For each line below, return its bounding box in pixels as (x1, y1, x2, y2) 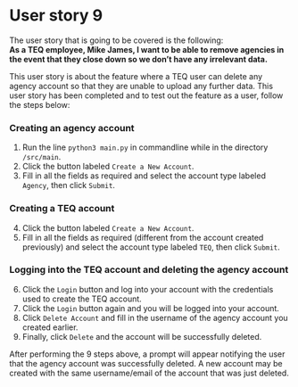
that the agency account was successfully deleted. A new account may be (9, 358, 283, 368)
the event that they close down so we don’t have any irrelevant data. (9, 54, 268, 64)
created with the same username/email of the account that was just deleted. (9, 367, 290, 378)
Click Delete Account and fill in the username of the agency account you (21, 312, 288, 323)
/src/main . (21, 152, 62, 162)
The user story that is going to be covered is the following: (9, 35, 224, 45)
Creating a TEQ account (9, 202, 115, 215)
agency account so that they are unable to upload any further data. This (9, 80, 274, 91)
